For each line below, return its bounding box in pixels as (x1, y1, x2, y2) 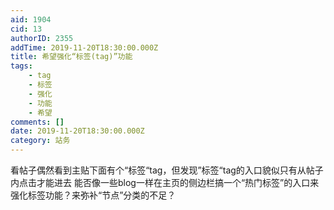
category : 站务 (10, 136, 71, 146)
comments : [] (10, 117, 65, 127)
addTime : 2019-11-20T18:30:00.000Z (10, 42, 159, 53)
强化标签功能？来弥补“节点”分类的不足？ (10, 189, 177, 201)
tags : (10, 61, 33, 71)
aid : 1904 (10, 14, 52, 25)
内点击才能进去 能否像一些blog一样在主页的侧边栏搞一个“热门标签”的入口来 (10, 177, 320, 188)
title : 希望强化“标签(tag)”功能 (10, 52, 133, 62)
